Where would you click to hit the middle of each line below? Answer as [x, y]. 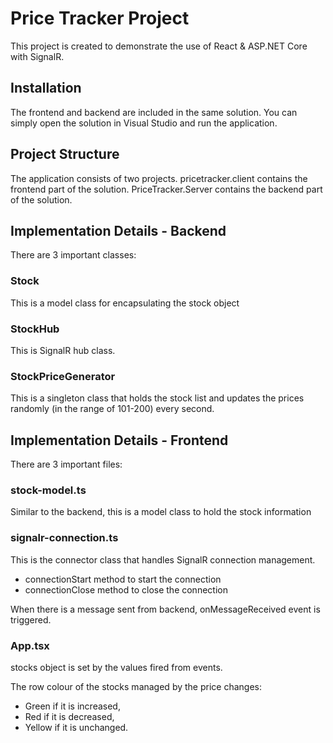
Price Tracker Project [100, 18]
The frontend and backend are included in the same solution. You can [154, 112]
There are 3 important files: [66, 464]
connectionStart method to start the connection [123, 579]
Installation [46, 88]
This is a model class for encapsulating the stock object [125, 303]
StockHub [35, 329]
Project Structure [65, 154]
